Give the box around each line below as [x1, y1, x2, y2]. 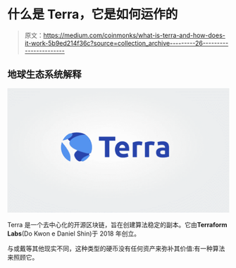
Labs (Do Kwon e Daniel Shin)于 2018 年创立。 [7, 229, 141, 238]
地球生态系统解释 [7, 68, 82, 81]
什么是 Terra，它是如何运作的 [7, 6, 178, 23]
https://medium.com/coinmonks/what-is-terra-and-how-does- [43, 31, 225, 39]
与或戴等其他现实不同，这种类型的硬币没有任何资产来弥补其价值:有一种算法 [7, 244, 225, 253]
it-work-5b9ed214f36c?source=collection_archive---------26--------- [24, 39, 229, 47]
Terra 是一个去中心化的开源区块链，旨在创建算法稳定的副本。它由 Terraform [7, 221, 228, 229]
